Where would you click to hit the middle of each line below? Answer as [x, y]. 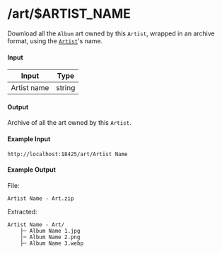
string [66, 88]
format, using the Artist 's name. [55, 40]
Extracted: [22, 211]
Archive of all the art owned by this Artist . [70, 123]
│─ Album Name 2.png [50, 237]
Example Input [29, 139]
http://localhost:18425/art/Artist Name [68, 154]
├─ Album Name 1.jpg [50, 231]
